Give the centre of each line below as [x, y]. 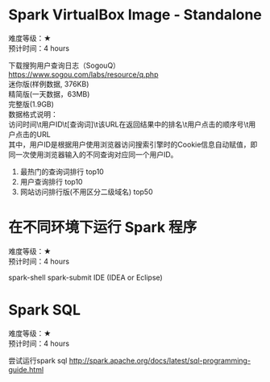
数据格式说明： [33, 114]
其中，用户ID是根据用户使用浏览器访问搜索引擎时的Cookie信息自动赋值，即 [133, 144]
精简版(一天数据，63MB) [49, 93]
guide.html [26, 369]
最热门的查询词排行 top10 [62, 172]
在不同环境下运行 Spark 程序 [103, 228]
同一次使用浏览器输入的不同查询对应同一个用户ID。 [93, 154]
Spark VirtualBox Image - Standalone [135, 15]
